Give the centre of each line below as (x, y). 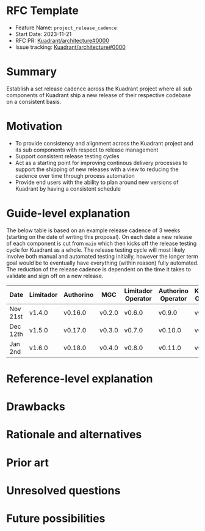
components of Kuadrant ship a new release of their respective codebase (99, 95)
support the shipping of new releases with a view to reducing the (97, 169)
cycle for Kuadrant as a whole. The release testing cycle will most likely (96, 250)
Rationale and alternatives (74, 435)
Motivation (34, 126)
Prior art (27, 463)
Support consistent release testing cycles (67, 156)
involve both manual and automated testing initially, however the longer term (102, 256)
